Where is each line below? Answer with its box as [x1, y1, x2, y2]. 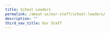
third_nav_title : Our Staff [5, 20, 62, 26]
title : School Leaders [5, 7, 51, 12]
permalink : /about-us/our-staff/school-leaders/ [5, 12, 106, 16]
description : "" [5, 16, 38, 21]
